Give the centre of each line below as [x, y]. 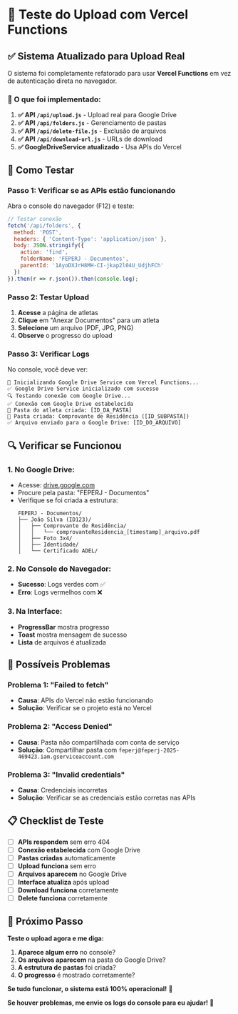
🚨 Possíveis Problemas [59, 665]
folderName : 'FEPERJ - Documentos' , [75, 259]
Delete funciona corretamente [63, 898]
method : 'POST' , [38, 232]
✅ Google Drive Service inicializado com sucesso [83, 389]
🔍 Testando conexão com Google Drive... [69, 396]
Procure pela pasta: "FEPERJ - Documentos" [83, 493]
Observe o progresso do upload [65, 336]
